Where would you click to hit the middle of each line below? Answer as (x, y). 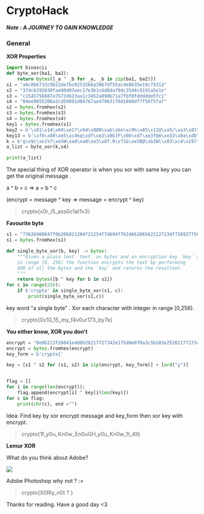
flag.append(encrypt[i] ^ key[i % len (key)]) (73, 393)
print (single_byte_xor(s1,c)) (66, 296)
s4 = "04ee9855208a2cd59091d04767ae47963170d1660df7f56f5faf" (87, 102)
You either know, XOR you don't (47, 331)
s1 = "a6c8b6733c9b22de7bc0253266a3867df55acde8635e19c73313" (87, 85)
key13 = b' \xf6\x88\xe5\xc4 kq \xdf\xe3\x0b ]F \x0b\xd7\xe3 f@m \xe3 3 (90, 136)
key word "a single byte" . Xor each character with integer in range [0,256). (100, 308)
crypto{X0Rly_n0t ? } (47, 492)
